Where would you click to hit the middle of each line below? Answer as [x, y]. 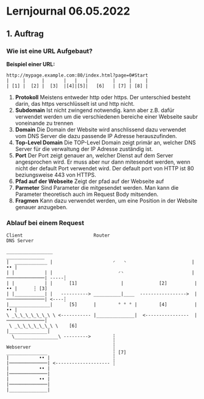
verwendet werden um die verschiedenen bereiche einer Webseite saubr [106, 116]
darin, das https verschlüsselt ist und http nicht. [75, 103]
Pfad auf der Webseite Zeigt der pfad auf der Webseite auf [90, 181]
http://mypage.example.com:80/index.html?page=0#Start [77, 75]
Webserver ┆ [61, 347]
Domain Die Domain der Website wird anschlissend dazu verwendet [100, 130]
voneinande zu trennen [44, 123]
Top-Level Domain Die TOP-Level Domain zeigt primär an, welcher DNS [105, 142]
